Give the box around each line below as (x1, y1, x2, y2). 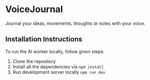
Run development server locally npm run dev (12, 69, 106, 75)
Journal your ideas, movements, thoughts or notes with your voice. (5, 20, 146, 26)
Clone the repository (12, 58, 56, 64)
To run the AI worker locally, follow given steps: (5, 48, 105, 54)
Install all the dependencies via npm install (12, 63, 104, 69)
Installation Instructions (5, 35, 83, 44)
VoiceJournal (5, 4, 63, 15)
